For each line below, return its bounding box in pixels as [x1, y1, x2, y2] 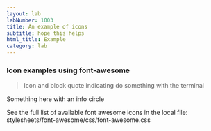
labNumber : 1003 [6, 17, 53, 24]
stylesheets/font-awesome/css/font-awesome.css [6, 116, 151, 124]
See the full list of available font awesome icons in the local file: [6, 109, 188, 117]
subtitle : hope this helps [6, 29, 85, 37]
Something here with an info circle [6, 95, 105, 103]
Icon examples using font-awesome [6, 65, 130, 75]
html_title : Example [6, 36, 67, 43]
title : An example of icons [6, 23, 88, 30]
